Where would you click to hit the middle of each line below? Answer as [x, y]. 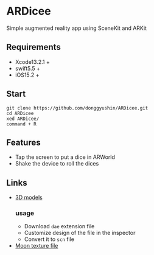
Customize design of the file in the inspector [80, 233]
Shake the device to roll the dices [57, 164]
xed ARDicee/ [23, 119]
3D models [29, 197]
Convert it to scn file [49, 239]
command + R [21, 124]
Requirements [33, 47]
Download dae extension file [59, 226]
